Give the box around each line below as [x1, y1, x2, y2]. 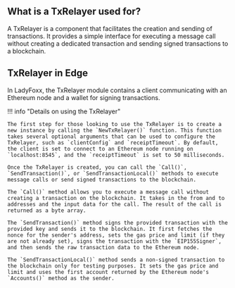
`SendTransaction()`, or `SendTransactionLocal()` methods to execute [7, 170, 219, 177]
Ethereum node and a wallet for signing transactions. [7, 93, 160, 101]
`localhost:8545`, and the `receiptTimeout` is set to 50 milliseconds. [7, 151, 225, 158]
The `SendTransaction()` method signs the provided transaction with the [7, 219, 229, 226]
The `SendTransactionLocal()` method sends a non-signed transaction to [7, 256, 225, 263]
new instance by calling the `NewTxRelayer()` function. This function [7, 127, 222, 134]
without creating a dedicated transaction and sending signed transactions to [7, 39, 229, 48]
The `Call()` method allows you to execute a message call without [7, 188, 210, 196]
